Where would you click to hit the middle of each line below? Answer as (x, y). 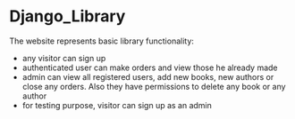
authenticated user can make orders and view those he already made (150, 67)
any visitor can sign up (64, 58)
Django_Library (67, 16)
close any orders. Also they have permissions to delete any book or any (154, 86)
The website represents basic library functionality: (102, 41)
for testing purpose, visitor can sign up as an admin (117, 105)
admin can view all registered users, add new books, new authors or (148, 76)
